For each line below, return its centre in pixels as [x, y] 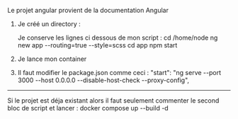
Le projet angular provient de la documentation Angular [88, 10]
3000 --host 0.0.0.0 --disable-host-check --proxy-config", [103, 80]
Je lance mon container [52, 59]
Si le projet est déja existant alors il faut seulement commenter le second [113, 101]
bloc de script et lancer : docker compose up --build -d [88, 108]
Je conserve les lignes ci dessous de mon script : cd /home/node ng [118, 38]
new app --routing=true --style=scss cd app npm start [97, 45]
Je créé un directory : [49, 24]
